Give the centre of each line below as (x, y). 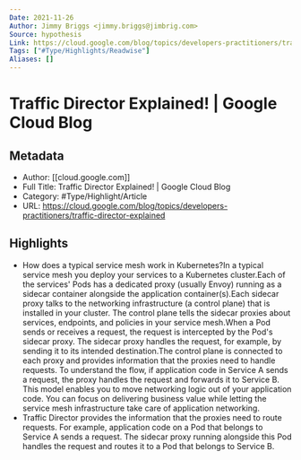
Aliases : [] (31, 59)
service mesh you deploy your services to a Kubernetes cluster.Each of (154, 274)
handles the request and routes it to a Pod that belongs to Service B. (148, 446)
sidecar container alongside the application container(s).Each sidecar (150, 293)
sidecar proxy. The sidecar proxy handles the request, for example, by (152, 341)
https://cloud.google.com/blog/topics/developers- (135, 206)
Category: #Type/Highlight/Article (85, 196)
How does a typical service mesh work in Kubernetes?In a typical (143, 265)
